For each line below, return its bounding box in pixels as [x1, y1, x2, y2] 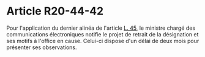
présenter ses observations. [6, 44, 78, 51]
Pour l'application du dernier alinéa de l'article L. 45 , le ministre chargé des [6, 24, 196, 32]
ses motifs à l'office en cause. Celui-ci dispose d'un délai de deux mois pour [6, 37, 199, 44]
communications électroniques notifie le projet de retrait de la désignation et [6, 30, 199, 38]
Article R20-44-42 [6, 4, 104, 18]
